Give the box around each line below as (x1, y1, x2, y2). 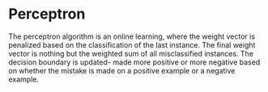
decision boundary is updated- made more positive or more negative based (8, 57, 261, 67)
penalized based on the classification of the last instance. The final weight (8, 40, 256, 49)
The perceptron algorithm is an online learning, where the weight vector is (8, 31, 256, 41)
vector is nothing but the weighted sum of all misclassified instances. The (8, 48, 253, 58)
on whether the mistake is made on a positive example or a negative (8, 65, 236, 75)
